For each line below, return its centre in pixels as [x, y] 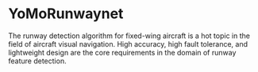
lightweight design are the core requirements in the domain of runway [122, 52]
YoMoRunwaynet [66, 14]
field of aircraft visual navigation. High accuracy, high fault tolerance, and [128, 44]
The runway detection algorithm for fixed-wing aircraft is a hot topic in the [129, 36]
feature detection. [37, 61]
